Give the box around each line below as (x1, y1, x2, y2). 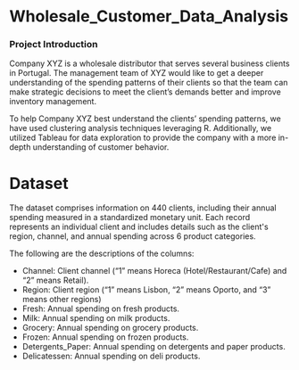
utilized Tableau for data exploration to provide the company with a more (9, 132, 277, 144)
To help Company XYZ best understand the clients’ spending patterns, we (9, 113, 281, 124)
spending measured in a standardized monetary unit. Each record (9, 212, 251, 223)
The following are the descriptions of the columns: (9, 248, 195, 259)
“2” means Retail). (21, 275, 89, 286)
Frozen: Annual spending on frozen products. (21, 332, 189, 342)
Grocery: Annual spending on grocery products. (21, 323, 199, 333)
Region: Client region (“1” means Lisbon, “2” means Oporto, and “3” (21, 284, 271, 295)
